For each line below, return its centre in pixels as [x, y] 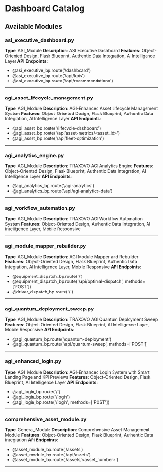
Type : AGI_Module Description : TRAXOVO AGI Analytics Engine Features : [79, 166]
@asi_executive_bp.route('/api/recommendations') [62, 81]
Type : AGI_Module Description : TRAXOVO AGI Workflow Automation [74, 218]
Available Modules [33, 26]
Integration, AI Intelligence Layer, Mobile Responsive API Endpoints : [73, 267]
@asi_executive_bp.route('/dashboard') [51, 70]
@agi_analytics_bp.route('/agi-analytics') [53, 186]
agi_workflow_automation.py [40, 208]
